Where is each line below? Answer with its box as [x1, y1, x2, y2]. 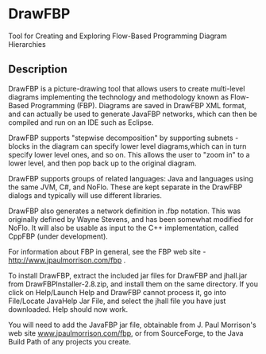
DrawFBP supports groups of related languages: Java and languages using [8, 173, 254, 183]
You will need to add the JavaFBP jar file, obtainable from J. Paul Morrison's [8, 320, 256, 329]
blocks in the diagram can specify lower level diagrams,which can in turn [8, 141, 247, 151]
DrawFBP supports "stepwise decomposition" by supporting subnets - [8, 133, 239, 142]
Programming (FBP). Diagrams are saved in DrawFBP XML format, [30, 100, 247, 110]
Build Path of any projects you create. [8, 336, 131, 346]
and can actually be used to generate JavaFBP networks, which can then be [8, 109, 258, 119]
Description [8, 63, 67, 76]
